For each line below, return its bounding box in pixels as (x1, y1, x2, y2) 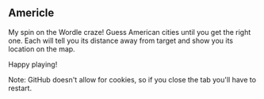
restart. (8, 83, 33, 93)
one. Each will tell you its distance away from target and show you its (8, 36, 234, 45)
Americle (8, 6, 55, 20)
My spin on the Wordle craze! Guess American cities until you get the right (8, 27, 251, 36)
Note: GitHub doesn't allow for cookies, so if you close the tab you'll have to (8, 74, 256, 84)
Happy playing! (8, 59, 58, 69)
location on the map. (8, 44, 75, 54)
